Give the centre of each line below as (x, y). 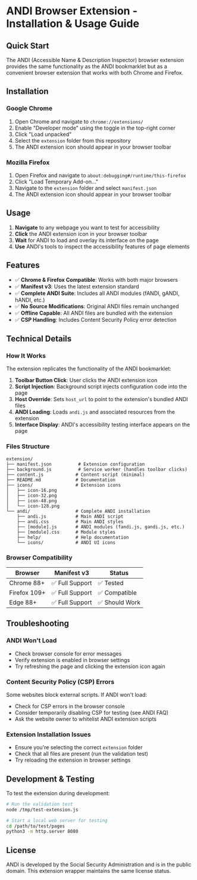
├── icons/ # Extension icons (63, 485)
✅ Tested (111, 583)
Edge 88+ (23, 602)
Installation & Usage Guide (73, 24)
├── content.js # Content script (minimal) (76, 475)
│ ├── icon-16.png (32, 490)
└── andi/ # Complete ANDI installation (78, 511)
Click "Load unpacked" (43, 134)
